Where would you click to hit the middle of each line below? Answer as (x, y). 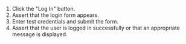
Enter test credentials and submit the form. (65, 21)
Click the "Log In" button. (43, 9)
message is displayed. (40, 34)
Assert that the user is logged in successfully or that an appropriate (96, 28)
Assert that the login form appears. (56, 15)
